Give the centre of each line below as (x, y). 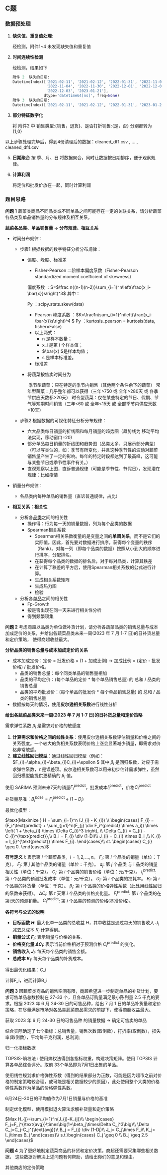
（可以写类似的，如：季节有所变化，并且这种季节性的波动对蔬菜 (92, 450)
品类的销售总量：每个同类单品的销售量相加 (63, 673)
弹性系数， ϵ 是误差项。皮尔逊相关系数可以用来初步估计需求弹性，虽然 (88, 769)
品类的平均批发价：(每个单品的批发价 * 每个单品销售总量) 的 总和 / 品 (90, 692)
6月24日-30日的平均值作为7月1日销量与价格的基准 (56, 1099)
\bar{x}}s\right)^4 (52, 321)
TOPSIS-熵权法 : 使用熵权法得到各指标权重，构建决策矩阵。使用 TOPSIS (79, 1059)
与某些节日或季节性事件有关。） (59, 463)
